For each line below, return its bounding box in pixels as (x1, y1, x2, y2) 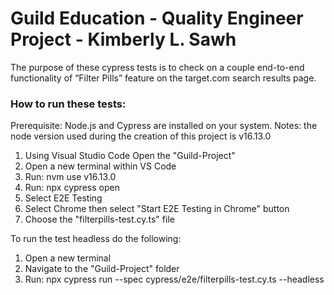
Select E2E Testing (24, 192, 103, 204)
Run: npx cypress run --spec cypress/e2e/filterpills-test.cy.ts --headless (24, 273, 325, 286)
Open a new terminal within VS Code (24, 160, 177, 172)
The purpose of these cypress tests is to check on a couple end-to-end (10, 61, 305, 73)
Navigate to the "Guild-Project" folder (24, 263, 180, 275)
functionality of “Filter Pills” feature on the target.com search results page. (10, 72, 317, 84)
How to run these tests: (10, 97, 127, 111)
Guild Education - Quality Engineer (10, 7, 304, 30)
